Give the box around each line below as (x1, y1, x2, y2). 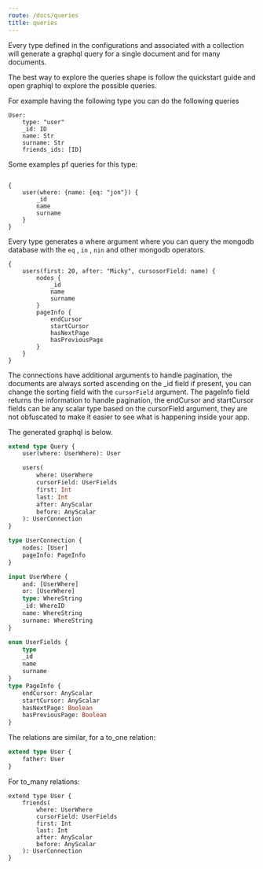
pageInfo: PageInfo (22, 551, 86, 559)
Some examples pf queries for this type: (8, 159, 138, 169)
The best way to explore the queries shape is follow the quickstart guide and (8, 72, 256, 82)
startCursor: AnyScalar (22, 697, 100, 705)
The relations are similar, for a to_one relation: (8, 733, 156, 742)
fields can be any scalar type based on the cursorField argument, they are (8, 403, 248, 413)
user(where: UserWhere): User (22, 450, 122, 458)
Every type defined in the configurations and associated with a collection (8, 40, 245, 50)
